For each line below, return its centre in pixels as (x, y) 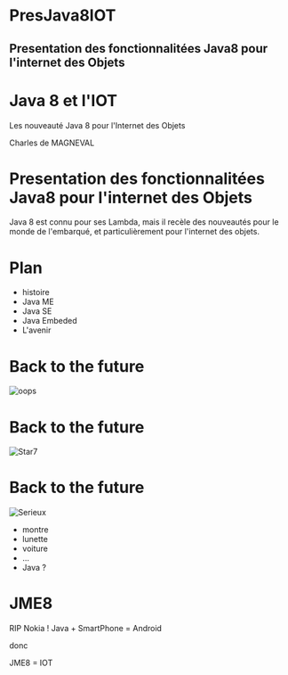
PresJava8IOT (63, 16)
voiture (35, 548)
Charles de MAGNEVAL (52, 143)
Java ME (38, 302)
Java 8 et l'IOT (64, 100)
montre (35, 530)
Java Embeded (49, 321)
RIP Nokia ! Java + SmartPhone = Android (86, 629)
